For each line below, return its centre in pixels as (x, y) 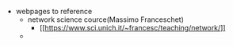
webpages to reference (54, 11)
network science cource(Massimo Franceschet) (106, 19)
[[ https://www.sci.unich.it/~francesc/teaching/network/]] (132, 28)
